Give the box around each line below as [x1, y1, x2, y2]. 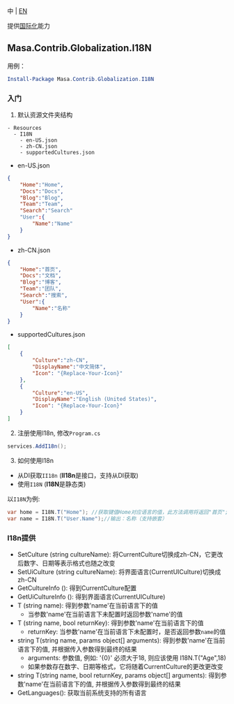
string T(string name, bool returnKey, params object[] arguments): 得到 [17, 670, 221, 680]
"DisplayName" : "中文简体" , [32, 363, 107, 371]
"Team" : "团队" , [19, 286, 62, 293]
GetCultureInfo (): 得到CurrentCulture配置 [17, 583, 137, 592]
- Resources [7, 124, 42, 131]
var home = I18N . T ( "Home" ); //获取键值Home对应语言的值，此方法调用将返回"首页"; [7, 508, 228, 515]
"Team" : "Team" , [19, 200, 64, 208]
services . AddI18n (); [7, 443, 68, 450]
